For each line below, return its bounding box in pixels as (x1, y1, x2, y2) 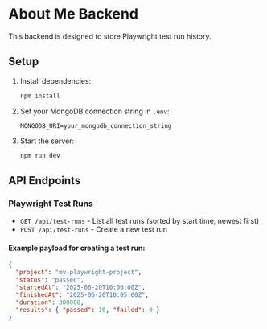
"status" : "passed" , (15, 276, 84, 284)
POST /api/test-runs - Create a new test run (19, 224, 167, 234)
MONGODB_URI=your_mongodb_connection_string (19, 121, 172, 130)
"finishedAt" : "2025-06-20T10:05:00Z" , (15, 290, 150, 298)
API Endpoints (8, 174, 81, 187)
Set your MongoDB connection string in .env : (19, 106, 170, 116)
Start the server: (19, 136, 75, 146)
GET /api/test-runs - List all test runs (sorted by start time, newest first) (19, 216, 260, 226)
